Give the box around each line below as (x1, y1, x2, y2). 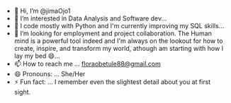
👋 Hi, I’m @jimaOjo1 (13, 7, 71, 15)
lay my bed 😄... (13, 51, 60, 60)
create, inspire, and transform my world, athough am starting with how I (13, 44, 224, 52)
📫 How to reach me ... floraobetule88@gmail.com (13, 60, 162, 68)
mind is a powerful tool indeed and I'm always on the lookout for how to (13, 37, 223, 45)
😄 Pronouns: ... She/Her (13, 70, 86, 78)
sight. (13, 88, 31, 96)
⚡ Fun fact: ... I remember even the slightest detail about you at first (13, 78, 211, 86)
